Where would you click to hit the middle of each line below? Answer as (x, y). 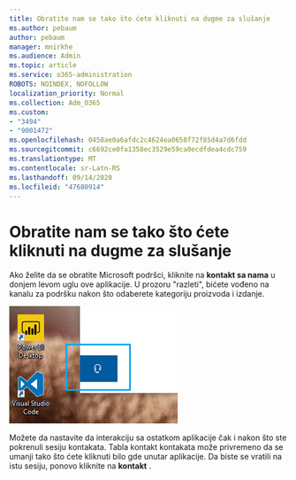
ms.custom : (29, 112)
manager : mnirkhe (41, 47)
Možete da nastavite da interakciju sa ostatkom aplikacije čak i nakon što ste (148, 437)
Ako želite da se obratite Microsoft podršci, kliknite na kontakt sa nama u (142, 275)
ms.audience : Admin (45, 56)
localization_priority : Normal (67, 93)
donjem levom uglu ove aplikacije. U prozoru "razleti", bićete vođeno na (139, 284)
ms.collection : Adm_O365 (55, 103)
